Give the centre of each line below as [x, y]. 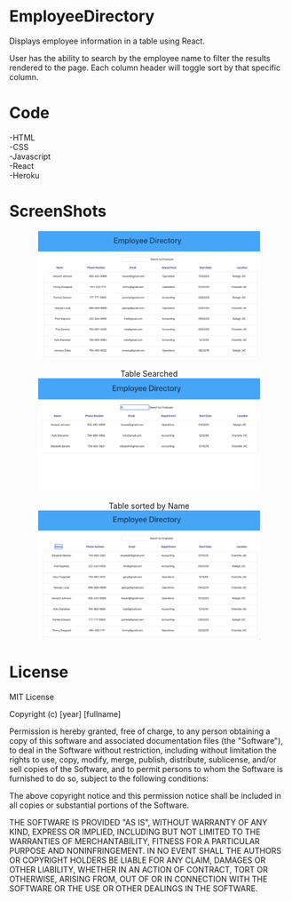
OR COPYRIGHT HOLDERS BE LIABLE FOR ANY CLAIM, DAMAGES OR [138, 860]
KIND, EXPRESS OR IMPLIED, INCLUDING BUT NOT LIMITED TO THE [135, 832]
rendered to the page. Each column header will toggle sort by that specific [145, 68]
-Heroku [24, 175]
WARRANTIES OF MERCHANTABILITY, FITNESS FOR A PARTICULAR [134, 841]
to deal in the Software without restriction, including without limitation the [143, 750]
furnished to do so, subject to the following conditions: [109, 778]
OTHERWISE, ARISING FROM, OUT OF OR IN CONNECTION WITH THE [138, 879]
